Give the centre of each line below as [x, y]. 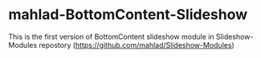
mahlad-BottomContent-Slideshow [128, 15]
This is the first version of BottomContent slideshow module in [111, 37]
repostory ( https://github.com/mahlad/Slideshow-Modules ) [137, 44]
